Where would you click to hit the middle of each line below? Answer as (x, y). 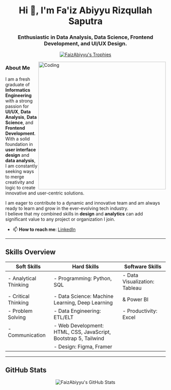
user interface (21, 150)
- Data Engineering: (77, 311)
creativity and (20, 182)
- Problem (20, 311)
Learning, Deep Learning (83, 302)
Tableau (132, 288)
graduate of (18, 84)
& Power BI (135, 299)
